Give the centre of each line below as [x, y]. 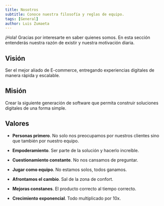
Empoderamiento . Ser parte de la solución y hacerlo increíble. [76, 150]
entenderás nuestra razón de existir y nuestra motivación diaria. [70, 43]
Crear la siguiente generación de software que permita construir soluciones [82, 103]
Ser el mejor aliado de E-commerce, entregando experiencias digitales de [80, 70]
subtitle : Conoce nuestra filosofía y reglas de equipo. [65, 14]
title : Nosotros [22, 10]
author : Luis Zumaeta [27, 23]
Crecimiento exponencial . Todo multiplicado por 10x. [66, 198]
